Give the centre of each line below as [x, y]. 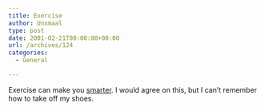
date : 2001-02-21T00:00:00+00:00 [64, 38]
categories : [28, 53]
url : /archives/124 [41, 46]
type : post [26, 30]
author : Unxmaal [35, 23]
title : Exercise [35, 16]
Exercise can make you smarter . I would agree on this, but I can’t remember [133, 89]
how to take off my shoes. [51, 98]
